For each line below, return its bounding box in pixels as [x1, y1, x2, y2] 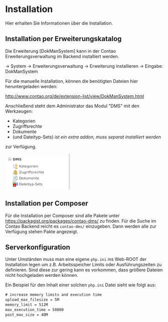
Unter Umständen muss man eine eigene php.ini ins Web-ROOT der [5, 256, 147, 262]
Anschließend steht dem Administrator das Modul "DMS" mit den [5, 103, 139, 109]
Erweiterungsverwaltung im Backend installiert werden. [5, 53, 119, 59]
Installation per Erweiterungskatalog [5, 35, 122, 43]
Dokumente [12, 128, 37, 134]
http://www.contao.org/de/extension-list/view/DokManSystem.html [5, 93, 144, 99]
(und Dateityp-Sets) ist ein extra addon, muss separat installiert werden [12, 134, 161, 140]
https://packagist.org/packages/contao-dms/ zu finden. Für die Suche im [5, 218, 156, 224]
